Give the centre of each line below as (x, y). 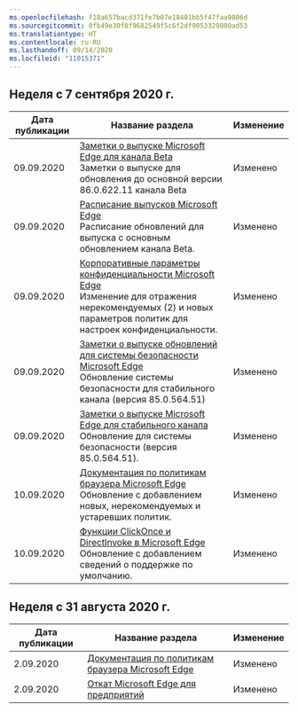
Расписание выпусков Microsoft (149, 204)
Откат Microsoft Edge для (142, 684)
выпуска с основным (125, 238)
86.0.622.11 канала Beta (133, 190)
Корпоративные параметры (140, 262)
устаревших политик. (125, 517)
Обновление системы (127, 377)
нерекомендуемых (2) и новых (146, 307)
